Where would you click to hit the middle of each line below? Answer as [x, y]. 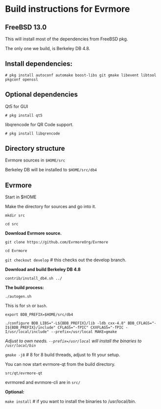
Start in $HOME [21, 197]
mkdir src [15, 216]
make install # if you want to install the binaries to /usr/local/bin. [70, 402]
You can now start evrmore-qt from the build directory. [60, 364]
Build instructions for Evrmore [68, 9]
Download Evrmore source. [34, 233]
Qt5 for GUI [17, 106]
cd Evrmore [16, 251]
